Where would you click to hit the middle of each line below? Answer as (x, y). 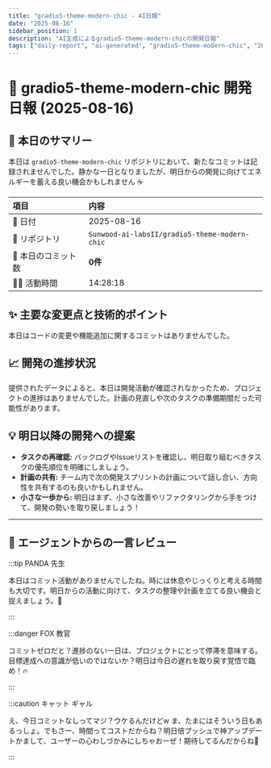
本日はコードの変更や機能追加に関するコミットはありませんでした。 (121, 335)
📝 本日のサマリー (50, 141)
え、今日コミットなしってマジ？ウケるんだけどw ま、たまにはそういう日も (132, 721)
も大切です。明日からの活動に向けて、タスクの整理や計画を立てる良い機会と (135, 591)
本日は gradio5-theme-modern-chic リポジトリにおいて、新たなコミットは (129, 161)
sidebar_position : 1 (43, 31)
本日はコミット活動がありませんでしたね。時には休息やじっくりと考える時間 (135, 581)
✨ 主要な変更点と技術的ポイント (88, 314)
